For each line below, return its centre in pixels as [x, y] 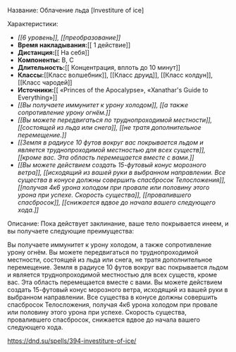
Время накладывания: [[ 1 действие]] [74, 45]
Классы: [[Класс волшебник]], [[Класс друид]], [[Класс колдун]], [115, 75]
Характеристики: [33, 24]
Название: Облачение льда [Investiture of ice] [76, 10]
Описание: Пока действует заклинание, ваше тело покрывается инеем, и [118, 224]
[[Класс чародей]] [45, 83]
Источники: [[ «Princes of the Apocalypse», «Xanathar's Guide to [113, 90]
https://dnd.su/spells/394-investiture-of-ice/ [72, 341]
